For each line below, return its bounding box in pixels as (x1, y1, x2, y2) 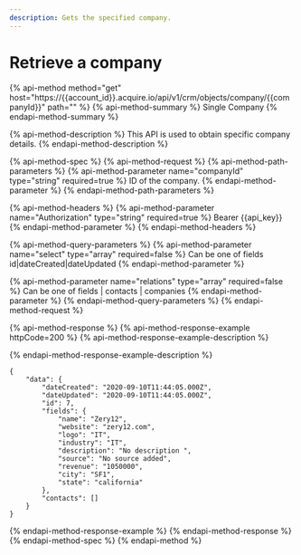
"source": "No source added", (57, 454, 172, 463)
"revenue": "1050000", (57, 462, 144, 471)
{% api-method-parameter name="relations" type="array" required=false (9, 275, 283, 286)
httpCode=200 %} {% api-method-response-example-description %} (9, 331, 269, 342)
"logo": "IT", (57, 430, 111, 439)
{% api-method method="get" (9, 82, 122, 93)
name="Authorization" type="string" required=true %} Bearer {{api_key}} (9, 212, 283, 223)
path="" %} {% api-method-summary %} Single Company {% (47, 101, 277, 112)
